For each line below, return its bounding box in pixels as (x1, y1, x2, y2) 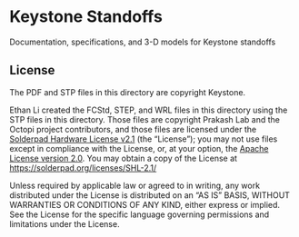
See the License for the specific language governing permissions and (9, 209, 270, 220)
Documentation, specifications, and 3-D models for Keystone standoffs (9, 36, 276, 47)
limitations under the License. (9, 218, 120, 229)
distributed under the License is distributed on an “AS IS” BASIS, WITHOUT (9, 189, 291, 201)
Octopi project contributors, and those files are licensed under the (9, 123, 257, 134)
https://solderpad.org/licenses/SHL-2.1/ (9, 162, 157, 173)
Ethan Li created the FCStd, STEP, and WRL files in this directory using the (9, 104, 288, 115)
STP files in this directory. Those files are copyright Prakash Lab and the (9, 114, 280, 124)
